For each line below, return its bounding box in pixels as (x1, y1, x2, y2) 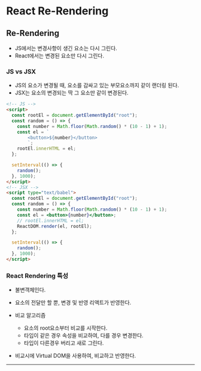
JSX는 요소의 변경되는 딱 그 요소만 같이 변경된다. (14, 89, 129, 96)
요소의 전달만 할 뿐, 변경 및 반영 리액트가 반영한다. (14, 299, 132, 306)
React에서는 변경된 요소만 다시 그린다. (14, 52, 105, 59)
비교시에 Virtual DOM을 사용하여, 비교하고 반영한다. (14, 352, 136, 360)
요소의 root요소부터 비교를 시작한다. (23, 324, 108, 332)
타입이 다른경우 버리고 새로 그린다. (23, 339, 104, 346)
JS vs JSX (6, 67, 36, 75)
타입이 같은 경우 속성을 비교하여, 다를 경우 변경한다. (23, 332, 144, 339)
